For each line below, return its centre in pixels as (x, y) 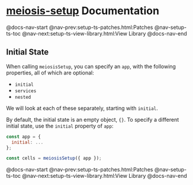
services (25, 91)
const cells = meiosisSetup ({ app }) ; (54, 158)
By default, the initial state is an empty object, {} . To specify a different (93, 119)
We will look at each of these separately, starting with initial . (82, 108)
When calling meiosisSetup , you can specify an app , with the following (91, 66)
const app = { (24, 137)
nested (23, 97)
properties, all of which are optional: (50, 73)
